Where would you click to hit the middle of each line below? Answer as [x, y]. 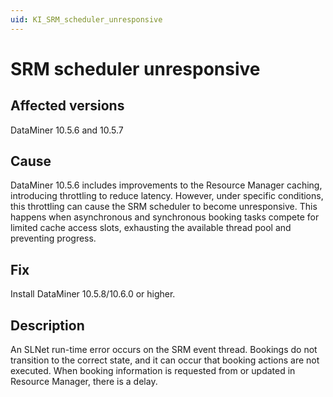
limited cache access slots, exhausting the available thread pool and [151, 228]
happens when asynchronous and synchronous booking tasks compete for [165, 217]
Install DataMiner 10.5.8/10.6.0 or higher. [93, 294]
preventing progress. [53, 238]
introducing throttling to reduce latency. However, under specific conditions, [167, 196]
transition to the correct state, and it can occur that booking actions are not [165, 360]
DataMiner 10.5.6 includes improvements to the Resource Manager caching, [166, 185]
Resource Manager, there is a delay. [84, 382]
